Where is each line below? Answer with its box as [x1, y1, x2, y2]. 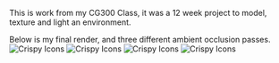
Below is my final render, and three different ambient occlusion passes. [9, 35, 271, 44]
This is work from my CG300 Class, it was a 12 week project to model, [9, 8, 267, 18]
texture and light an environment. [9, 17, 131, 28]
